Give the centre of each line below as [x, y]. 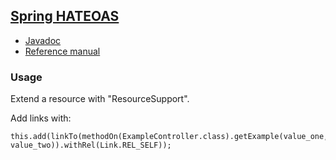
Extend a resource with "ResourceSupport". [100, 99]
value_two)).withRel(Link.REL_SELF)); [91, 145]
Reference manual [62, 51]
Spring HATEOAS [65, 16]
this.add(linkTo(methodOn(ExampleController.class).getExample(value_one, [169, 137]
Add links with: [41, 118]
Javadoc [43, 40]
